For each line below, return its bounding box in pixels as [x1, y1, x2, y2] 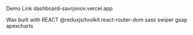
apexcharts [6, 23, 34, 29]
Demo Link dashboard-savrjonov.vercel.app [6, 5, 113, 12]
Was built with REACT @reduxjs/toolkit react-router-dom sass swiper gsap [6, 16, 188, 23]
